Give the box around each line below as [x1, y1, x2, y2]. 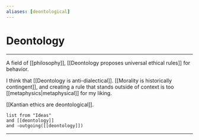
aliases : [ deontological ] [6, 8, 70, 15]
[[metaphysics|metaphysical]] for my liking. [6, 89, 113, 96]
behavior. [6, 66, 29, 73]
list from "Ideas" [6, 112, 52, 118]
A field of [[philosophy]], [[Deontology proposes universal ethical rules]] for [6, 59, 191, 66]
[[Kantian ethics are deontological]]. [6, 101, 94, 108]
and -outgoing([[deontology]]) [6, 122, 84, 129]
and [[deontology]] [6, 118, 54, 123]
